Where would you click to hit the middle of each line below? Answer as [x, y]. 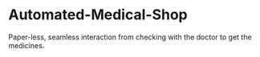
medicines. [26, 45]
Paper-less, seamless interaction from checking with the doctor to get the [130, 37]
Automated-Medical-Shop [98, 15]
